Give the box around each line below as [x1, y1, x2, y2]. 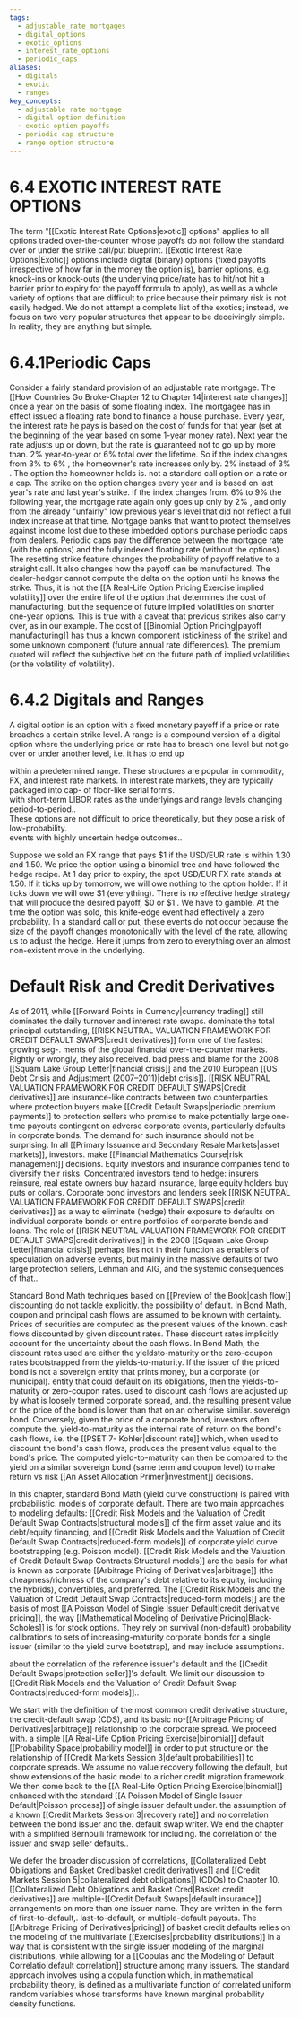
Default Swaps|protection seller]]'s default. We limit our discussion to [9, 1667, 266, 1678]
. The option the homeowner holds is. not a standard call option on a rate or [9, 467, 288, 478]
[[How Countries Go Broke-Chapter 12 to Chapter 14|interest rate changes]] [9, 391, 288, 402]
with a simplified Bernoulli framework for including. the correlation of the [9, 1828, 278, 1839]
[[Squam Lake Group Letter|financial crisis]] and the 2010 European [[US [9, 1063, 278, 1074]
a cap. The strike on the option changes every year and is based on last [9, 477, 274, 488]
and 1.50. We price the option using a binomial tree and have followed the [9, 858, 280, 870]
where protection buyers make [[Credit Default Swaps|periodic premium [9, 1100, 276, 1112]
